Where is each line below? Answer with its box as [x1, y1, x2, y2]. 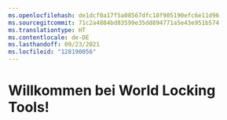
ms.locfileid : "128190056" [8, 48, 97, 56]
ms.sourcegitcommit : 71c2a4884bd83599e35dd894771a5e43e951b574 [8, 19, 220, 27]
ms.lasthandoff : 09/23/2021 [8, 41, 101, 49]
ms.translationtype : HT [8, 26, 86, 34]
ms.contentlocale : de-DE [8, 33, 90, 42]
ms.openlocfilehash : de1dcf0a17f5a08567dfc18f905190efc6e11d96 [8, 11, 220, 20]
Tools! [8, 99, 49, 116]
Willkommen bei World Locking [8, 82, 216, 100]
